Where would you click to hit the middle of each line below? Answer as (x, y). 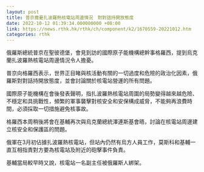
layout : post (23, 12)
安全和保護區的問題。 (43, 129)
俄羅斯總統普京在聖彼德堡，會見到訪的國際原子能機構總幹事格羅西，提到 (97, 53)
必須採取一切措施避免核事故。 (54, 109)
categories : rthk (28, 35)
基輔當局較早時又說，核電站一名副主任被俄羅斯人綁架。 (75, 163)
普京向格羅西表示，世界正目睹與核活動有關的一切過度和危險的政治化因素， (99, 73)
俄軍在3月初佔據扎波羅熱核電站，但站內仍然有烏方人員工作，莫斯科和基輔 (98, 142)
